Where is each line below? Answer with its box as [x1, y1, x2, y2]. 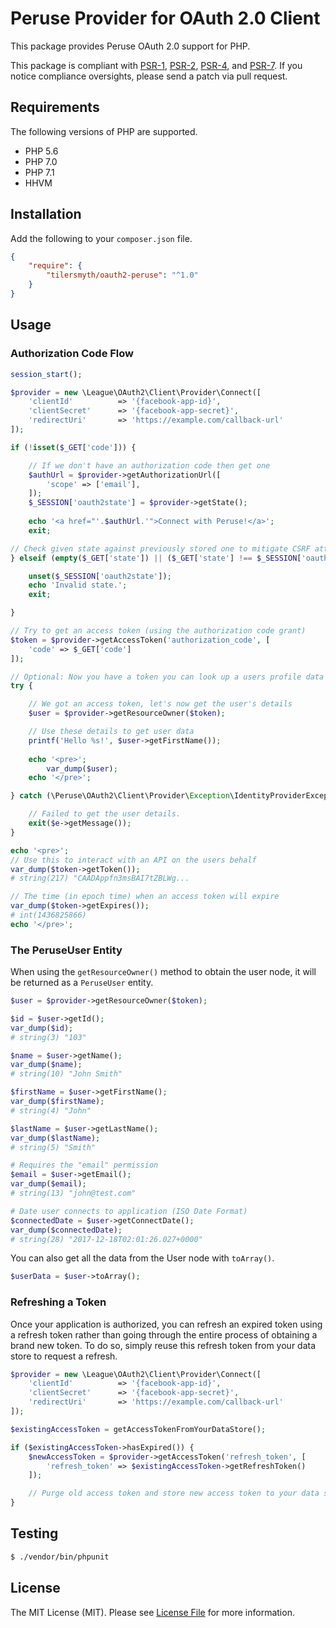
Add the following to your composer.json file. [10, 232, 193, 244]
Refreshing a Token [10, 1295, 107, 1309]
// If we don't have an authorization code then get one [28, 460, 271, 471]
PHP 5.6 [24, 145, 59, 157]
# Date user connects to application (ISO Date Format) [10, 1206, 248, 1216]
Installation [10, 206, 82, 223]
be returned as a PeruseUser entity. [10, 977, 154, 989]
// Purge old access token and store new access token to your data [28, 1488, 320, 1499]
